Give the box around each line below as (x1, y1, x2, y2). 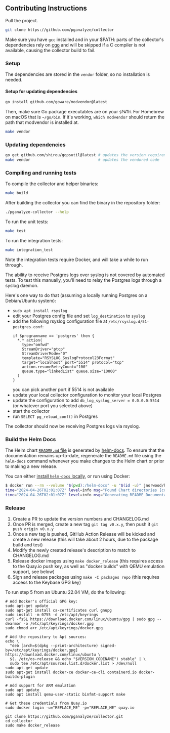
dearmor (5, 621, 22, 626)
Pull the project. (5, 17, 38, 23)
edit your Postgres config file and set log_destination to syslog (12, 313, 145, 319)
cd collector (5, 718, 33, 723)
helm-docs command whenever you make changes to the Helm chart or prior (5, 458, 164, 464)
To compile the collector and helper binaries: (5, 181, 99, 187)
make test (5, 229, 26, 234)
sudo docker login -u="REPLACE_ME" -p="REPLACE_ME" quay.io (5, 705, 135, 710)
